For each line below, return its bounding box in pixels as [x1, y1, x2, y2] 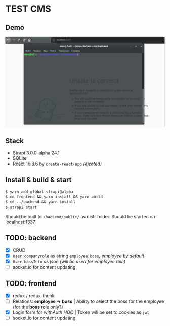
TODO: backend [5, 233, 57, 242]
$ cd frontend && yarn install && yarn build [5, 194, 103, 200]
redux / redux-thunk [12, 293, 55, 299]
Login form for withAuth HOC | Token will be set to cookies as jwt [12, 309, 150, 315]
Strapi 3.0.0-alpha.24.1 [12, 150, 60, 156]
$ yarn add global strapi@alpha [5, 189, 73, 195]
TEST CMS [5, 3, 52, 15]
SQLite [12, 155, 27, 161]
